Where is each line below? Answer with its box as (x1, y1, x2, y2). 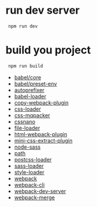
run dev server (5, 4, 80, 17)
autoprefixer (14, 86, 45, 93)
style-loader (14, 168, 45, 175)
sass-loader (14, 162, 44, 170)
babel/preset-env (14, 80, 57, 87)
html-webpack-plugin (14, 130, 68, 137)
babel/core (14, 74, 42, 81)
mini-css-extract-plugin (14, 137, 73, 144)
